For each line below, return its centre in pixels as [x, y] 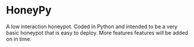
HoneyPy [29, 10]
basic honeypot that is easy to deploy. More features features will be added [97, 32]
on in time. [19, 39]
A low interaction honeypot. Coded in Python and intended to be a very [92, 26]
